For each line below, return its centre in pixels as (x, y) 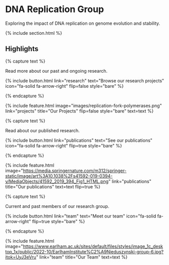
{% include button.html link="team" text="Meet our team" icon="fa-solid (81, 216)
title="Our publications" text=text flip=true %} (53, 187)
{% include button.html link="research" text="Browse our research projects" (85, 81)
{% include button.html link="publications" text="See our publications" (79, 140)
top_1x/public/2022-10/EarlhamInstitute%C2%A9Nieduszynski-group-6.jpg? (84, 251)
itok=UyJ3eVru (21, 257)
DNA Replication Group (55, 9)
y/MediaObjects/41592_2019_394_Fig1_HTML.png (57, 181)
